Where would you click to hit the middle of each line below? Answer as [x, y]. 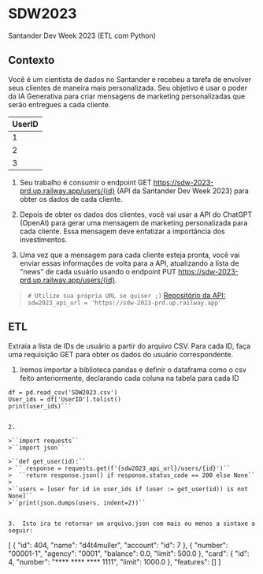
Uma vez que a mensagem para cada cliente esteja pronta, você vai [130, 255]
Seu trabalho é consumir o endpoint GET [85, 182]
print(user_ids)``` [40, 406]
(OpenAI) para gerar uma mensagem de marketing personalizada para [133, 222]
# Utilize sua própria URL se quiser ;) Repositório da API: [126, 295]
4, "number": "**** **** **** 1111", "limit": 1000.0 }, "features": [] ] [115, 561]
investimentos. [43, 239]
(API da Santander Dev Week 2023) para [183, 191]
